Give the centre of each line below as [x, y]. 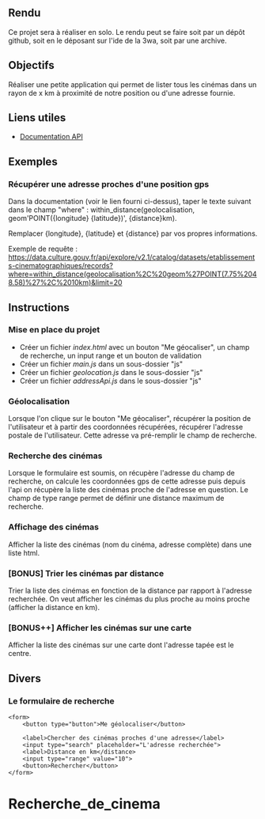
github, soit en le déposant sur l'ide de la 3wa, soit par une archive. [117, 40]
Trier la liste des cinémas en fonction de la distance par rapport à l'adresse [130, 590]
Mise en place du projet [54, 330]
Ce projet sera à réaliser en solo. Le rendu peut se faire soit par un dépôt [127, 32]
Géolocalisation [39, 401]
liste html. [24, 552]
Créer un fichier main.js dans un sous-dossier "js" [101, 364]
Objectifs [32, 65]
